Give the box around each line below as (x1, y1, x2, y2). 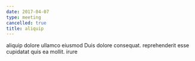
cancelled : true (6, 20, 47, 26)
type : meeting (6, 14, 42, 20)
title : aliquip (6, 25, 44, 32)
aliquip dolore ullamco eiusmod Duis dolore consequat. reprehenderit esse (6, 42, 190, 49)
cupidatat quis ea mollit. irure (6, 48, 78, 56)
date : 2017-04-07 (6, 8, 49, 15)
